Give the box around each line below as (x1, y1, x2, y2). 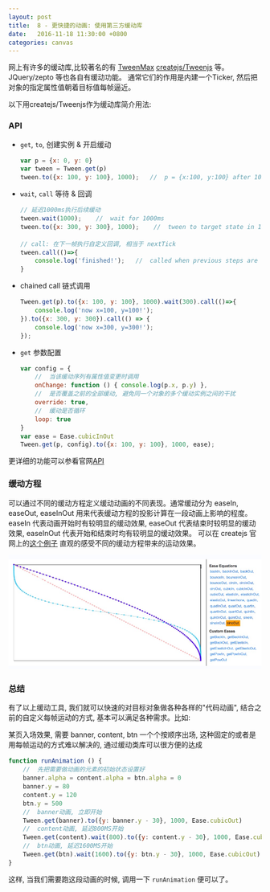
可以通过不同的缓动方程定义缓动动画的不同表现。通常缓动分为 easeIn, (8, 498, 239, 508)
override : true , (35, 399, 89, 407)
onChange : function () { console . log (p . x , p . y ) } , (35, 382, 208, 390)
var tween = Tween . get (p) (19, 165, 107, 173)
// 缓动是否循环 (35, 407, 86, 415)
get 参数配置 (19, 347, 62, 357)
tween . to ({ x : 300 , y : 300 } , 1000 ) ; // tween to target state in (19, 223, 255, 231)
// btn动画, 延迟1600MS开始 (22, 842, 113, 850)
